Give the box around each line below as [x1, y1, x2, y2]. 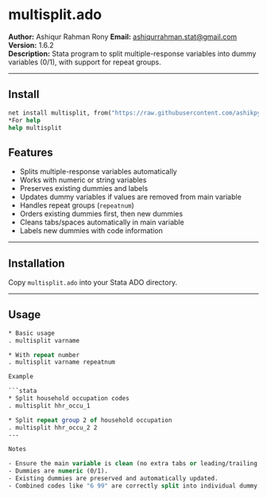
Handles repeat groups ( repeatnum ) [19, 200, 135, 210]
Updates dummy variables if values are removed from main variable [19, 193, 242, 202]
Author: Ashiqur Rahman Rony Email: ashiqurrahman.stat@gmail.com [8, 32, 238, 41]
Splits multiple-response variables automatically [19, 167, 177, 177]
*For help [8, 116, 41, 124]
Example [8, 372, 34, 381]
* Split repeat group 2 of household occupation [8, 416, 172, 424]
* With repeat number [8, 351, 80, 359]
